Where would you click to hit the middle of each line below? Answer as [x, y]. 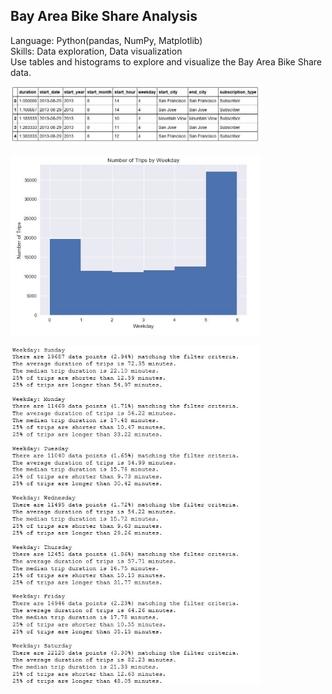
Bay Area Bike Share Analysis [104, 16]
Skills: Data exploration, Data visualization [96, 51]
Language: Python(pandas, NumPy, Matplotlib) [106, 40]
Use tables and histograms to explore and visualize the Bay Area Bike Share [166, 61]
